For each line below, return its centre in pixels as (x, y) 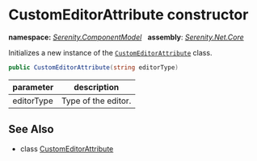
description (97, 87)
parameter (33, 87)
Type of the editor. (97, 101)
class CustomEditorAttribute (67, 149)
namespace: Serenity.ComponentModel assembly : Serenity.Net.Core (126, 37)
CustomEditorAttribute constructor (128, 15)
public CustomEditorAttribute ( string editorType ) (94, 67)
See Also (31, 129)
